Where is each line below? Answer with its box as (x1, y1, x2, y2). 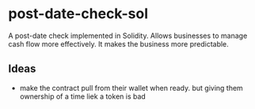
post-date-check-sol (8, 5, 149, 23)
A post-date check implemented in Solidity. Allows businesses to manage (8, 31, 248, 40)
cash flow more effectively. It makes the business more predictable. (8, 39, 230, 48)
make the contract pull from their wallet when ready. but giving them (19, 83, 243, 92)
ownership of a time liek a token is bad (19, 92, 147, 101)
